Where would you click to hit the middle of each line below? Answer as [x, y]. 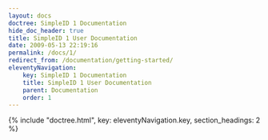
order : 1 [37, 98]
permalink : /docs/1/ [43, 53]
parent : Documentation [60, 90]
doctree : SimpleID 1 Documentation [68, 23]
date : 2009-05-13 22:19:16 [53, 46]
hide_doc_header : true [46, 30]
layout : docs [30, 16]
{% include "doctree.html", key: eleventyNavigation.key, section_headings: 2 [134, 120]
